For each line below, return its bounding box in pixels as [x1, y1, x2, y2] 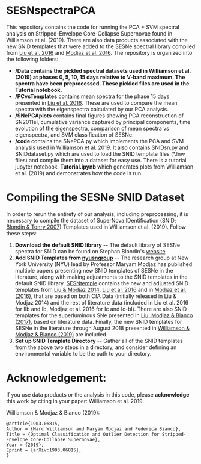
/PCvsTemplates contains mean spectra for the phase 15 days [14, 93, 170, 100]
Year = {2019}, [6, 442, 44, 448]
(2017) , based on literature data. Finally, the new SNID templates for [14, 318, 182, 325]
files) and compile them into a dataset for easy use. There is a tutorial [14, 156, 187, 164]
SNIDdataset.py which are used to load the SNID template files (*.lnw [14, 150, 185, 157]
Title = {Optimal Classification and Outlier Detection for [6, 431, 160, 437]
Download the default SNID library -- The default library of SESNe [14, 241, 181, 249]
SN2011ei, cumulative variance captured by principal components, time [14, 118, 191, 125]
